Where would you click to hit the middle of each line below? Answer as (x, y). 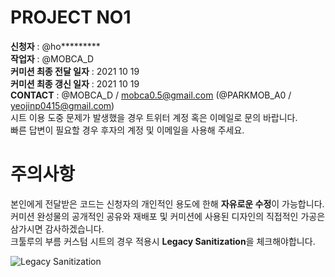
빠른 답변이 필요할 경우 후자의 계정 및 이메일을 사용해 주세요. (127, 130)
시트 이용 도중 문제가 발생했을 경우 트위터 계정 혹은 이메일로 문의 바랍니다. (154, 117)
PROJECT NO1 (71, 17)
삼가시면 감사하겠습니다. (57, 228)
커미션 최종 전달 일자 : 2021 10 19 (75, 71)
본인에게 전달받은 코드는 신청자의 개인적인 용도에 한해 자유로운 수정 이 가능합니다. (167, 203)
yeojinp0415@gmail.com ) (62, 105)
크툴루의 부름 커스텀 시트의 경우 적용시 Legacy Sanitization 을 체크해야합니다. (163, 241)
